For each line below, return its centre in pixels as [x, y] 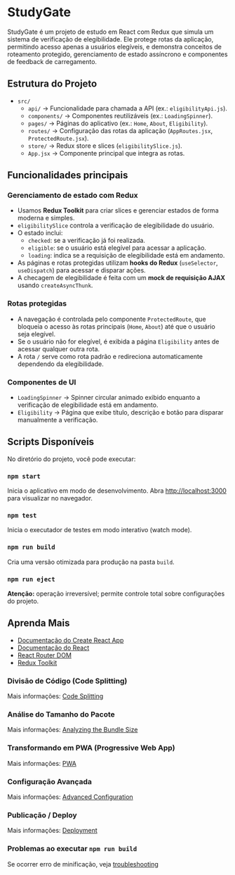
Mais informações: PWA [42, 763]
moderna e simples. [46, 218]
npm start [24, 476]
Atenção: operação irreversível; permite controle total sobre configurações [116, 594]
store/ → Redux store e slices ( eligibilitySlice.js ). [105, 146]
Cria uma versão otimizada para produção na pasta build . [91, 562]
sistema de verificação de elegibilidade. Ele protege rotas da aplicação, [110, 39]
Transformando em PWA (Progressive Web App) [91, 748]
